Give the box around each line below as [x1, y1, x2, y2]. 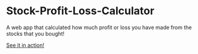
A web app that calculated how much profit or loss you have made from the [6, 24, 192, 31]
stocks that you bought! [6, 30, 65, 37]
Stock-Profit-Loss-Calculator [6, 4, 154, 18]
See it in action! [6, 42, 45, 49]
